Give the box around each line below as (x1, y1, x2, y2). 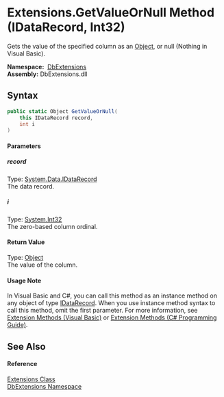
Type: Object (7, 253, 44, 261)
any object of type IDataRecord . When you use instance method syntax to (7, 299, 216, 307)
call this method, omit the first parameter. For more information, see (7, 306, 198, 315)
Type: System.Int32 (7, 215, 62, 224)
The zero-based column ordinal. (7, 222, 98, 230)
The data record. (7, 182, 55, 190)
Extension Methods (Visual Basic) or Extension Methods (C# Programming (7, 313, 217, 322)
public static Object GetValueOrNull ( (7, 108, 118, 115)
